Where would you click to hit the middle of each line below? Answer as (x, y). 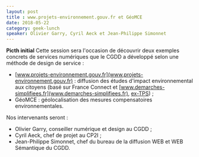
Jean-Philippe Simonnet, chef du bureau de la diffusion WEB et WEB (99, 142)
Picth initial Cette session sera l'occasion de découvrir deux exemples (93, 50)
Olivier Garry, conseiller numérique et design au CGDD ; (83, 129)
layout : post (22, 12)
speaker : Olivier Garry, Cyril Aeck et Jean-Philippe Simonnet (86, 34)
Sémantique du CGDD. (42, 148)
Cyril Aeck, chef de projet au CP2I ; (58, 135)
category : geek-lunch (33, 28)
